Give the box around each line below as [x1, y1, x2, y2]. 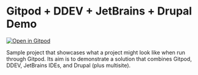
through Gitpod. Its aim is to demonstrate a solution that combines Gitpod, [6, 55, 192, 62]
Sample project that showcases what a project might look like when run [6, 48, 186, 56]
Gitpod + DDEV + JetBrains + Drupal [6, 4, 193, 18]
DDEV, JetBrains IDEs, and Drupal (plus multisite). [6, 62, 131, 69]
